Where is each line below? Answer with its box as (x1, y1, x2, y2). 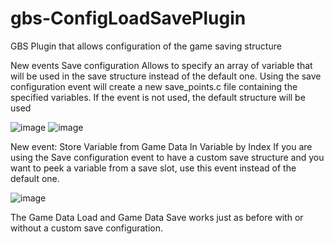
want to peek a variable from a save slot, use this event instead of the (10, 162, 297, 174)
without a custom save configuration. (10, 222, 164, 234)
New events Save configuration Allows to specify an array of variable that (10, 59, 313, 71)
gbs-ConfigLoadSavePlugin (10, 7, 247, 30)
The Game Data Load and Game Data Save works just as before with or (10, 211, 304, 223)
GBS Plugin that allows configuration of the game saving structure (10, 40, 282, 52)
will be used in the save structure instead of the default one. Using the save (10, 70, 322, 82)
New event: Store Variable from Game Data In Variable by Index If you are (10, 140, 313, 152)
